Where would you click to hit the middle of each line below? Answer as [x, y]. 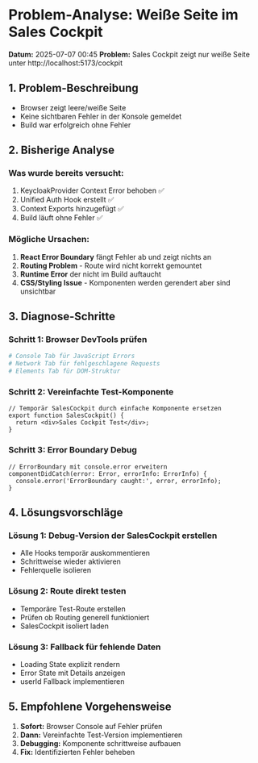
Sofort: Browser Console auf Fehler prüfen [91, 726]
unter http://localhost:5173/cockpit [66, 63]
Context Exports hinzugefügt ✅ [72, 209]
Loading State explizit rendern [70, 664]
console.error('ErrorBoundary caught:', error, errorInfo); [119, 481]
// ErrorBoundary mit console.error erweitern [88, 467]
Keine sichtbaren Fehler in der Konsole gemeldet [101, 116]
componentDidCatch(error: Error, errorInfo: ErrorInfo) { [108, 473]
